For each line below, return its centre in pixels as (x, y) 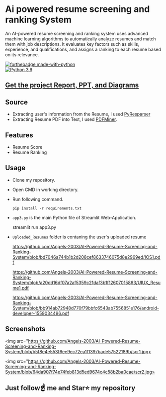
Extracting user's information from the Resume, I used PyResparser (81, 114)
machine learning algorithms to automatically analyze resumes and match (81, 39)
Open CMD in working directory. (45, 190)
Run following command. (38, 199)
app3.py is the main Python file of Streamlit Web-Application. (74, 217)
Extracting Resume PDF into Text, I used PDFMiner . (65, 119)
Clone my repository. (34, 180)
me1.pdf (20, 288)
